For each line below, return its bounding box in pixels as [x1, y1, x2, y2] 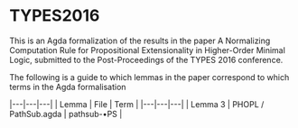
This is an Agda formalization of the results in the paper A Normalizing [9, 35, 271, 46]
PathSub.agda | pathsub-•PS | [9, 108, 123, 119]
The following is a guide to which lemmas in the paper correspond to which [9, 71, 290, 82]
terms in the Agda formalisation [9, 81, 126, 92]
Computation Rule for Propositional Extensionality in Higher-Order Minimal [9, 44, 286, 55]
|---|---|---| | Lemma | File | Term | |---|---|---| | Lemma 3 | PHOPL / [9, 98, 265, 109]
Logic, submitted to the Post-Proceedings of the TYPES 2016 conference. [9, 54, 284, 65]
